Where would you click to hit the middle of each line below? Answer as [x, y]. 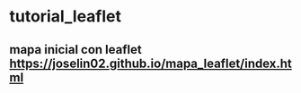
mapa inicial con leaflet [75, 50]
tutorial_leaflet [66, 17]
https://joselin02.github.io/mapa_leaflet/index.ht [150, 63]
